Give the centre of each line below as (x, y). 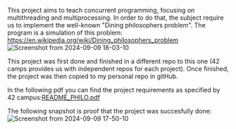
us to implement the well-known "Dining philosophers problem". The (106, 25)
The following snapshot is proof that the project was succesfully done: (110, 111)
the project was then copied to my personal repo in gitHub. (93, 76)
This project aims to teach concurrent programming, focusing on (101, 10)
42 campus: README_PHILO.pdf (54, 97)
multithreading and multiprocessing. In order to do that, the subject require (116, 18)
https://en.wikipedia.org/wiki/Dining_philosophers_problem (93, 40)
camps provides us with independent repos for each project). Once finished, (118, 69)
